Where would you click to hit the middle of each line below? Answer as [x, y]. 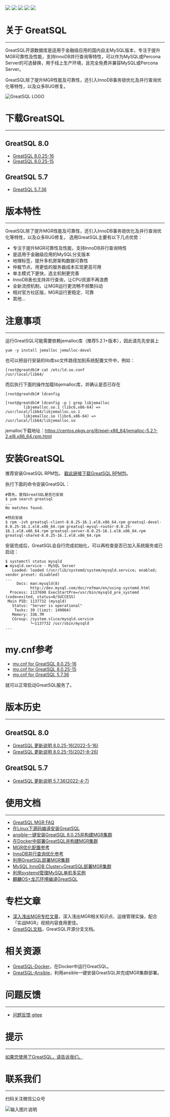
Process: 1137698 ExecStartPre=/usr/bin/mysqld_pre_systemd [74, 592]
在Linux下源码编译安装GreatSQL [46, 828]
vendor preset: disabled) [32, 575]
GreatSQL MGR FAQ [33, 822]
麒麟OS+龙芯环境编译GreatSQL [45, 879]
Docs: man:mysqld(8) [38, 584]
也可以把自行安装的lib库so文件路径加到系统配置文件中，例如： [70, 361]
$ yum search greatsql [29, 499]
